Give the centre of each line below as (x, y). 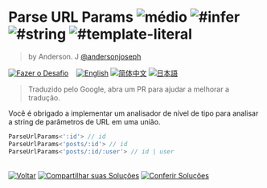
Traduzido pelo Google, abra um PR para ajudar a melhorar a (129, 89)
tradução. (44, 97)
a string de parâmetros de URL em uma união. (84, 121)
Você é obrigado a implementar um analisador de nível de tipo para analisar (133, 113)
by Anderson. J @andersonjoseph (84, 56)
